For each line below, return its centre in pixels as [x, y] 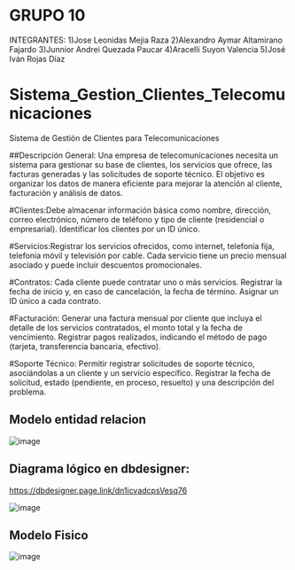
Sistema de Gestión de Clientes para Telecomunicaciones [114, 137]
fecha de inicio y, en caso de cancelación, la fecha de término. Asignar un [144, 291]
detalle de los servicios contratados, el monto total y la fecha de [126, 327]
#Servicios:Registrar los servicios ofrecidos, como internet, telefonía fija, [142, 246]
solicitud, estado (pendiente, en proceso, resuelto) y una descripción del [142, 382]
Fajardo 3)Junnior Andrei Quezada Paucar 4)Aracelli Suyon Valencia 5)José [147, 49]
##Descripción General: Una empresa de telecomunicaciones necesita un [144, 155]
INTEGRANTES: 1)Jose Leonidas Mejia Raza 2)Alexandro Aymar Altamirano [146, 40]
